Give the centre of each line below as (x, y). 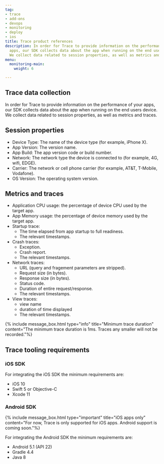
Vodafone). (23, 173)
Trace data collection (38, 93)
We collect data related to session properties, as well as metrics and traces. (81, 115)
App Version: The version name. (44, 147)
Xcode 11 (21, 395)
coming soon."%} (23, 428)
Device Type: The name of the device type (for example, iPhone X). (80, 142)
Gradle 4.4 (23, 452)
